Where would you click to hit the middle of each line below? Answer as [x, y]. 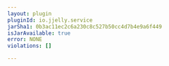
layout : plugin [30, 14]
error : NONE [25, 40]
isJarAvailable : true [39, 33]
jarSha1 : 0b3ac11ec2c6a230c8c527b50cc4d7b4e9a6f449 [84, 26]
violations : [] [30, 46]
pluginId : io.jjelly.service [50, 20]
